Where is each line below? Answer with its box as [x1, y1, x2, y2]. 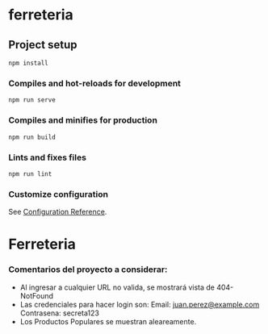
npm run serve [8, 96, 57, 104]
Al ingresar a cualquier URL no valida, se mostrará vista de [19, 282, 216, 292]
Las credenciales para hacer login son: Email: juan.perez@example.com [19, 299, 260, 309]
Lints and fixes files [8, 152, 87, 163]
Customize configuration [8, 188, 109, 199]
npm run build [8, 133, 57, 141]
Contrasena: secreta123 [19, 308, 99, 318]
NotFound [19, 290, 54, 300]
